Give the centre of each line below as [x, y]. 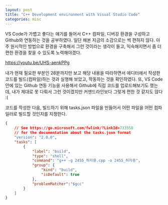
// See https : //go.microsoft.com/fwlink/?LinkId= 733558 [74, 128]
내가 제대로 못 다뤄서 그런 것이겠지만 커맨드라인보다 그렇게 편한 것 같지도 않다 [87, 92]
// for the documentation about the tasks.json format [73, 133]
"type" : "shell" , [50, 156]
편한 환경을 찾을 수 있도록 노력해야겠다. [43, 52]
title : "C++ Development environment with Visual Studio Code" [73, 14]
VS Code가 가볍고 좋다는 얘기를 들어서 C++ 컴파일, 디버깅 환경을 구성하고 [78, 34]
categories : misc [23, 19]
